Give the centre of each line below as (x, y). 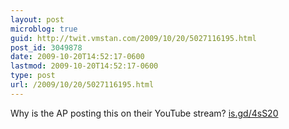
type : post (33, 76)
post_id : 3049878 (46, 47)
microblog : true (44, 29)
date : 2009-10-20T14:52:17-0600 (77, 57)
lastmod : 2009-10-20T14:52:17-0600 (84, 66)
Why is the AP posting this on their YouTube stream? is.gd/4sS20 (144, 113)
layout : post (37, 19)
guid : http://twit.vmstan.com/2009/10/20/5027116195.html (133, 38)
